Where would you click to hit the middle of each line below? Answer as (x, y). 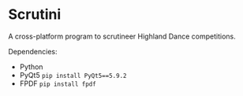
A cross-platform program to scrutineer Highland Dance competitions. (122, 36)
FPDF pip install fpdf (58, 83)
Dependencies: (33, 51)
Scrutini (35, 15)
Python (31, 66)
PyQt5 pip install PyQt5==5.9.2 (73, 75)
